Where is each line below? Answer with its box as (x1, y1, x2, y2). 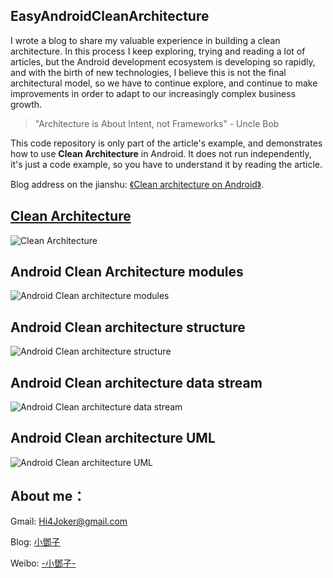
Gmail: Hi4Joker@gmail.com (10, 515, 128, 527)
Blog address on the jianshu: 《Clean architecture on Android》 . (10, 178, 265, 190)
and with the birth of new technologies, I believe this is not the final (10, 66, 287, 78)
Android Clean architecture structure (10, 319, 246, 336)
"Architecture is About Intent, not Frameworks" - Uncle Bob (34, 117, 280, 129)
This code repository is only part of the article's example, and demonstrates (10, 137, 323, 149)
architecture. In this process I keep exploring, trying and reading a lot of (10, 45, 306, 57)
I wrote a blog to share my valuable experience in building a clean (10, 34, 281, 46)
